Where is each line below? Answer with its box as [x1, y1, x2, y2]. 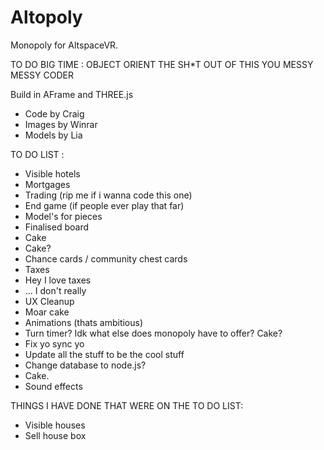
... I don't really [24, 284, 87, 296]
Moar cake [24, 306, 70, 318]
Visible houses [24, 419, 86, 431]
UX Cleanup [24, 295, 75, 307]
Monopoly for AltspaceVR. [10, 39, 119, 51]
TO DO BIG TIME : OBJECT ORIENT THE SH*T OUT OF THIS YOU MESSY [10, 58, 314, 70]
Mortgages [24, 178, 71, 190]
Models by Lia [24, 129, 83, 141]
